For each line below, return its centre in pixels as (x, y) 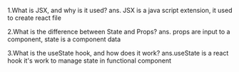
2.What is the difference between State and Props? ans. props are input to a (119, 32)
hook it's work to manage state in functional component (90, 61)
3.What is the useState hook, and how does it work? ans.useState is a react (118, 53)
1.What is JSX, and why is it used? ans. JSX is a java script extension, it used (120, 10)
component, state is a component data (64, 39)
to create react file (35, 18)
